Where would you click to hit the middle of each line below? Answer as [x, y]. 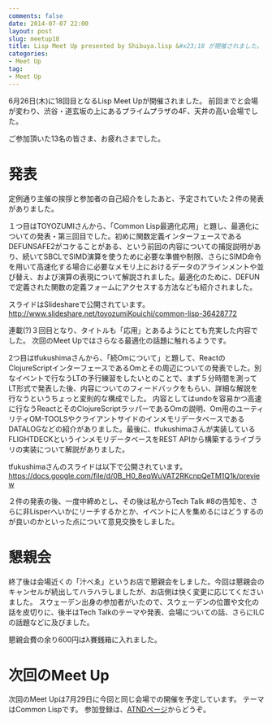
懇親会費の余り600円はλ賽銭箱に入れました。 [85, 639]
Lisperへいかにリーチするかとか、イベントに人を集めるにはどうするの [147, 511]
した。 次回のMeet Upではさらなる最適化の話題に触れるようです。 [120, 340]
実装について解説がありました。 [76, 449]
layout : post [30, 31]
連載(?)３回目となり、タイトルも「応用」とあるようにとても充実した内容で [133, 330]
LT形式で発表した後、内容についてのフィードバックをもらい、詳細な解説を [133, 388]
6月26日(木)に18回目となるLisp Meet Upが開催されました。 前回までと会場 [133, 101]
